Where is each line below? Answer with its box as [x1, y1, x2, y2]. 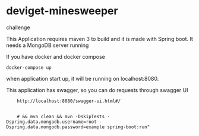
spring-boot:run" [107, 124, 150, 130]
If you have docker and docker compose [6, 53, 105, 60]
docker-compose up [6, 64, 52, 71]
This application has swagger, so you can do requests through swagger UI [6, 86, 188, 93]
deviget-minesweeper [6, 4, 118, 18]
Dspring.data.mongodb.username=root [6, 119, 97, 125]
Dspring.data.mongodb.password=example [6, 124, 105, 130]
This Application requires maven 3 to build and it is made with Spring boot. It [6, 35, 193, 42]
